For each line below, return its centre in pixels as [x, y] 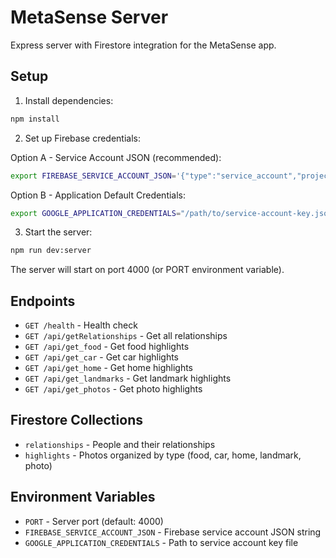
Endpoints [43, 301]
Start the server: [58, 232]
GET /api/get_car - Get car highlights [101, 357]
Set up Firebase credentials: [83, 138]
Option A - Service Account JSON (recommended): [116, 157]
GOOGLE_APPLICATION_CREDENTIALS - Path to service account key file [161, 542]
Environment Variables [83, 497]
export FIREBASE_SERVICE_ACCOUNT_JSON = [93, 176]
